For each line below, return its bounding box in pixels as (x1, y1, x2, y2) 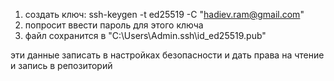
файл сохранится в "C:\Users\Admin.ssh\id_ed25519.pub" (24, 30, 267, 41)
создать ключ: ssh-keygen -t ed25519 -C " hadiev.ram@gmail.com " (24, 9, 305, 20)
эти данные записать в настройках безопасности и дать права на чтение (10, 49, 325, 61)
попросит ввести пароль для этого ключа (24, 19, 204, 31)
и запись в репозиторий (10, 60, 113, 71)
